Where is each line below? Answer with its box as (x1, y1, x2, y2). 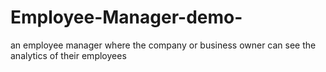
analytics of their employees (10, 49, 127, 61)
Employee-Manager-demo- (10, 6, 243, 29)
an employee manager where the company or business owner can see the (10, 39, 317, 51)
